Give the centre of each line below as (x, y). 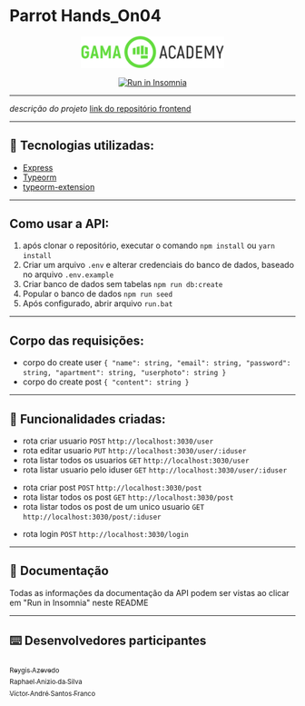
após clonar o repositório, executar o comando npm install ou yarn (148, 245)
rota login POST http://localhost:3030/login (105, 533)
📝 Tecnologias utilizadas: (82, 146)
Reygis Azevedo (34, 670)
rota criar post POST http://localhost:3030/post (112, 487)
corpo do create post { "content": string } (106, 382)
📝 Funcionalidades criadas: (88, 419)
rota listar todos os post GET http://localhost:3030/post (128, 497)
